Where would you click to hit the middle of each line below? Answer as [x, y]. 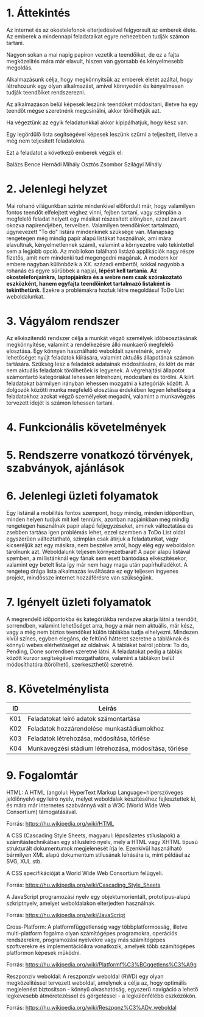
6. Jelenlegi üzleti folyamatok [83, 496]
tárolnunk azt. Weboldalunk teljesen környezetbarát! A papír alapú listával [98, 552]
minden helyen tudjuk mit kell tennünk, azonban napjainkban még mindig [98, 519]
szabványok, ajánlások [65, 468]
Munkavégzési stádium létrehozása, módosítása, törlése [107, 748]
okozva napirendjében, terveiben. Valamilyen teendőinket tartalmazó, [93, 225]
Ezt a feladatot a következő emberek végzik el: [65, 152]
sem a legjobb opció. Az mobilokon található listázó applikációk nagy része [100, 251]
